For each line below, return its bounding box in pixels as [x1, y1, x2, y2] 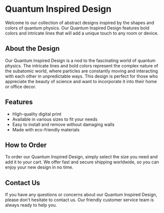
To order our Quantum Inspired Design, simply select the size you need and [5, 154, 158, 160]
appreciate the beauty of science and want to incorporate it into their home [5, 78, 157, 84]
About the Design [5, 44, 60, 53]
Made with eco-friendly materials [12, 126, 80, 132]
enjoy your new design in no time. [5, 164, 74, 170]
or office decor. [5, 84, 36, 90]
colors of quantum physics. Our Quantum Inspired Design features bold [5, 25, 150, 30]
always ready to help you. [5, 202, 57, 208]
